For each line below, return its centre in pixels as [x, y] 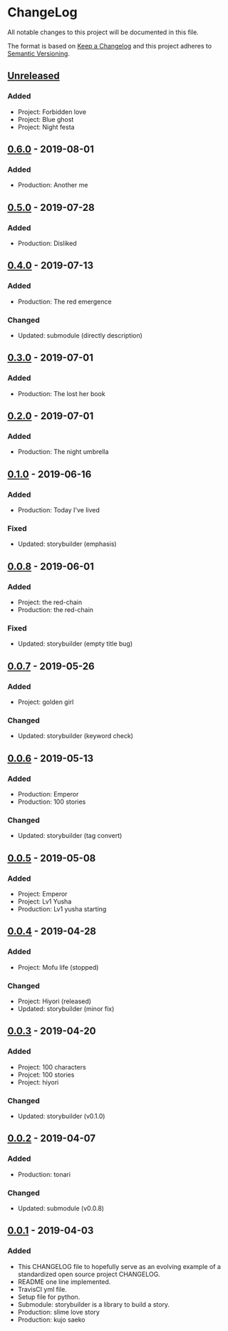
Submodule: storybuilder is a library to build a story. [93, 1304]
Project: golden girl [46, 702]
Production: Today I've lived [58, 510]
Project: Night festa [46, 127]
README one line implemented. [64, 1281]
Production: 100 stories [52, 802]
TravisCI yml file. [42, 1289]
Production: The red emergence [64, 301]
